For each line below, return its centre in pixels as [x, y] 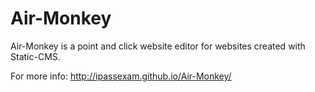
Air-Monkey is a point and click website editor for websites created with [158, 46]
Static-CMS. [35, 56]
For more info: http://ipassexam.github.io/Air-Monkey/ [121, 76]
